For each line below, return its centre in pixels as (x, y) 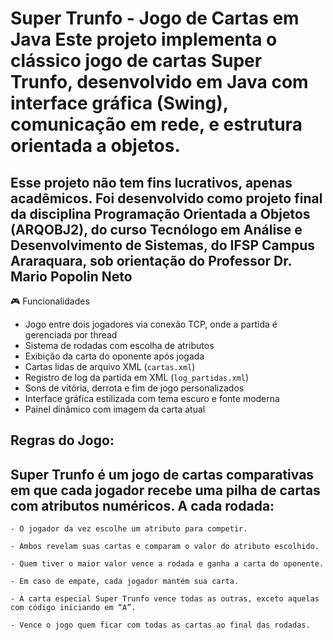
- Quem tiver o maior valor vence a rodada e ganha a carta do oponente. (167, 564)
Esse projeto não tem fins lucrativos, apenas (151, 182)
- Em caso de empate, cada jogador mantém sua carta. (125, 582)
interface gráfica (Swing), (119, 103)
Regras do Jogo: (62, 440)
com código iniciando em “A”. (73, 608)
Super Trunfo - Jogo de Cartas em (155, 18)
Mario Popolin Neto (71, 276)
